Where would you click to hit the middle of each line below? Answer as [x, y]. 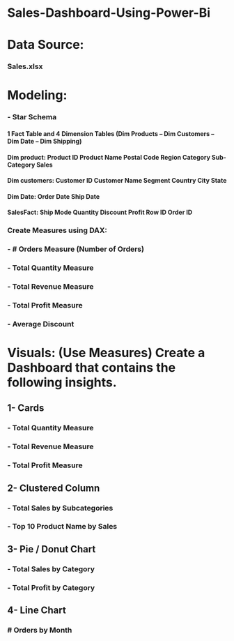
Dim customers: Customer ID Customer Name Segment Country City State [117, 181]
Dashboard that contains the [92, 368]
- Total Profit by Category [51, 587]
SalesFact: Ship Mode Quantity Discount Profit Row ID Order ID [100, 212]
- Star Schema [32, 117]
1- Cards [26, 408]
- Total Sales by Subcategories [60, 508]
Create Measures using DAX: [57, 230]
